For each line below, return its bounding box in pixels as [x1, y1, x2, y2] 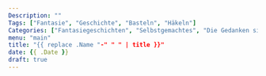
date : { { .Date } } [8, 48, 69, 56]
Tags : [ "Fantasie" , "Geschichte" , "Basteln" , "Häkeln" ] [8, 19, 196, 27]
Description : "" [8, 11, 62, 20]
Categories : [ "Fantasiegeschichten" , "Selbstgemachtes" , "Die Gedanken [8, 26, 249, 34]
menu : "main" [8, 33, 51, 42]
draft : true [8, 56, 47, 64]
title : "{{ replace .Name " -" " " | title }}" [8, 41, 165, 49]
